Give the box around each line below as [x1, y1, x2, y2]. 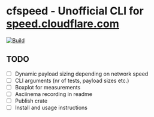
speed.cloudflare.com [6, 17, 119, 31]
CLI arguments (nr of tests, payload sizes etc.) [14, 77, 129, 84]
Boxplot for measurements [14, 83, 81, 91]
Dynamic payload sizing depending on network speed [14, 70, 149, 77]
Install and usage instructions [14, 104, 88, 112]
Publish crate [14, 97, 48, 104]
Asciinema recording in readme [14, 90, 93, 97]
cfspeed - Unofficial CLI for [6, 4, 144, 18]
